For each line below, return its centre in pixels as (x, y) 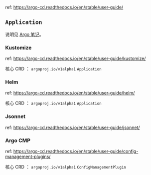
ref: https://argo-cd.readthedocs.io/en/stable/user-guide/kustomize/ (75, 58)
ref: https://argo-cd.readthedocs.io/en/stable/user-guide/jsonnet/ (73, 127)
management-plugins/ (28, 156)
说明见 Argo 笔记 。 (24, 34)
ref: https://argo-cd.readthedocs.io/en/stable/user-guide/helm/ (70, 93)
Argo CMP (18, 140)
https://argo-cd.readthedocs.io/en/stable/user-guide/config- (76, 151)
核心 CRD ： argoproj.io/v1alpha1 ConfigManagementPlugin (66, 167)
